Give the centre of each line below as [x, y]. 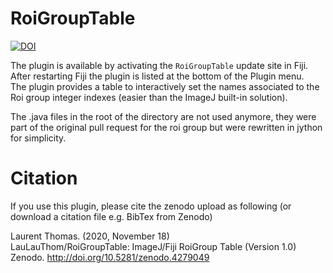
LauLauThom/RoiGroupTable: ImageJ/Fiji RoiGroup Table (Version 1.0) [153, 246]
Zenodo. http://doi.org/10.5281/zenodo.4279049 [110, 257]
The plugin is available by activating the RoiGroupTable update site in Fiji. [159, 65]
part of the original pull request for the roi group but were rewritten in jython [166, 127]
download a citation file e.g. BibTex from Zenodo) [111, 216]
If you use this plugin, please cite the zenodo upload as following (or [151, 206]
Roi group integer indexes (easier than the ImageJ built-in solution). [149, 97]
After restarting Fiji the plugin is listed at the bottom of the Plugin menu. [157, 76]
